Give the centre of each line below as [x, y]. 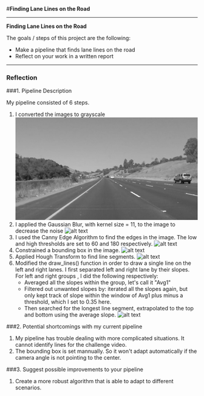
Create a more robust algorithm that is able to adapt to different [94, 381]
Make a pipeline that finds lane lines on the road [75, 50]
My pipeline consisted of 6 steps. [48, 103]
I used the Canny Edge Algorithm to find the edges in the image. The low [106, 237]
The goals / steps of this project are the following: [68, 38]
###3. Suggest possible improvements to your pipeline [75, 369]
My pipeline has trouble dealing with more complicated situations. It [100, 338]
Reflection [22, 77]
